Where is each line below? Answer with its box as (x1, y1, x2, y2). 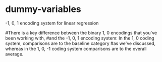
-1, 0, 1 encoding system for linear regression (5, 20, 99, 26)
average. (5, 51, 24, 57)
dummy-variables (5, 3, 82, 15)
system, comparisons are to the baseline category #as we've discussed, (5, 40, 156, 46)
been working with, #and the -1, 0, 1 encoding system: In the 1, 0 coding (5, 35, 155, 41)
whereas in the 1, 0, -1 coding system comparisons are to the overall (5, 45, 147, 51)
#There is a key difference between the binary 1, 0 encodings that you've (5, 29, 157, 35)
